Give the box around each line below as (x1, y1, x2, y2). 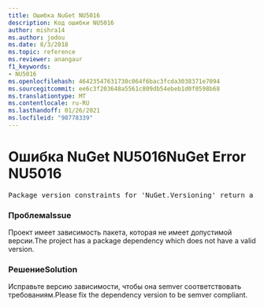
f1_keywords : (8, 63, 51, 71)
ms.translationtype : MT (8, 92, 87, 100)
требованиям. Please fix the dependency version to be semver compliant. (8, 290, 248, 300)
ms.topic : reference (8, 48, 76, 56)
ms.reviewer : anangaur (8, 56, 83, 64)
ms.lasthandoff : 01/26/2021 (8, 107, 101, 115)
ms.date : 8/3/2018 (8, 41, 69, 49)
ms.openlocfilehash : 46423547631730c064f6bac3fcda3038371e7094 (8, 77, 221, 85)
